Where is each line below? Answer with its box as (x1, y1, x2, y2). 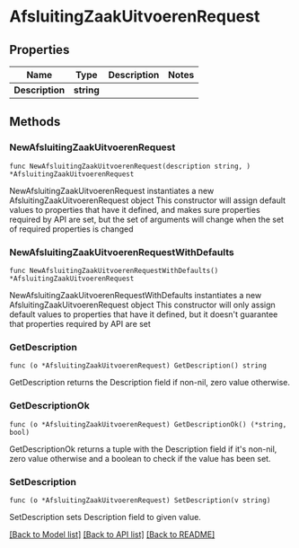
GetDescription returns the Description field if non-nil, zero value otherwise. (9, 377, 290, 388)
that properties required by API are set (9, 318, 151, 329)
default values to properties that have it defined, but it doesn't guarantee (9, 308, 278, 320)
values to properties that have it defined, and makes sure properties (9, 204, 260, 215)
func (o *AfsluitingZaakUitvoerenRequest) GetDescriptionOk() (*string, (9, 420, 287, 429)
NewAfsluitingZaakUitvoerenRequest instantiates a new (9, 185, 215, 196)
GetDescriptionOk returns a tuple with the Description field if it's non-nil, (9, 443, 277, 455)
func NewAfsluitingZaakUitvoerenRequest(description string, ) (9, 162, 251, 171)
